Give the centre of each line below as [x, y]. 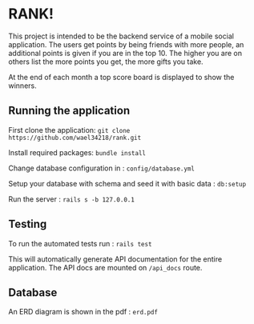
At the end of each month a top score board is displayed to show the [121, 77]
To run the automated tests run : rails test [80, 243]
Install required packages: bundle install [77, 152]
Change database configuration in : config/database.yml [101, 168]
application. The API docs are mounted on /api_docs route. [105, 267]
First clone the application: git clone [69, 130]
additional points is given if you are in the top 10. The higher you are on [125, 53]
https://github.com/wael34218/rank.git [75, 138]
